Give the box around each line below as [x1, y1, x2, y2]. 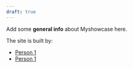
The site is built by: [6, 37, 53, 44]
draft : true [6, 8, 36, 15]
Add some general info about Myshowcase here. [6, 25, 128, 32]
